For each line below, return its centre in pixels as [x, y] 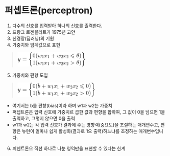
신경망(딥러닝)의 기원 [33, 38]
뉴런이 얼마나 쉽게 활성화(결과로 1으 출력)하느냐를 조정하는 [80, 131]
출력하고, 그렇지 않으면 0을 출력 [43, 118]
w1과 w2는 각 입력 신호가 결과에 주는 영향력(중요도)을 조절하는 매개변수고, [86, 125]
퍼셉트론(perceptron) [49, 10]
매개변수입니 [151, 131]
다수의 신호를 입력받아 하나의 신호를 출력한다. [57, 26]
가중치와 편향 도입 [30, 75]
